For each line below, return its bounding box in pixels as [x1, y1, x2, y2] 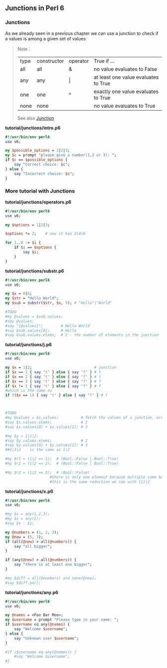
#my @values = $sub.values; [5, 314, 64, 319]
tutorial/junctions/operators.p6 [5, 199, 72, 205]
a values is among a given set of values [5, 35, 86, 41]
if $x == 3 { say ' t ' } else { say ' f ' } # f [5, 379, 101, 384]
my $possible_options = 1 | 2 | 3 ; [5, 148, 70, 153]
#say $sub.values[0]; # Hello [5, 328, 77, 333]
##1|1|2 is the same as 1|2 [5, 447, 70, 452]
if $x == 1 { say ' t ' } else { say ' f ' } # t [5, 369, 101, 375]
